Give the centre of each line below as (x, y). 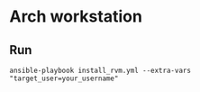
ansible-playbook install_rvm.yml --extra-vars (100, 70)
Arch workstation (76, 17)
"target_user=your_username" (64, 78)
